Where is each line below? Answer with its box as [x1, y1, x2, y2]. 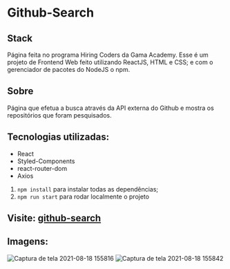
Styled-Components [17, 157, 75, 165]
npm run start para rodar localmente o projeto [17, 192, 150, 201]
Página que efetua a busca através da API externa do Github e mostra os [7, 104, 214, 112]
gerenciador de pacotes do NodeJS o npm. [7, 66, 131, 73]
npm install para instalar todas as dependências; [17, 185, 159, 193]
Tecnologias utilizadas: [7, 131, 109, 143]
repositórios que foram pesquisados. [7, 111, 112, 119]
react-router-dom [17, 164, 68, 172]
